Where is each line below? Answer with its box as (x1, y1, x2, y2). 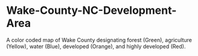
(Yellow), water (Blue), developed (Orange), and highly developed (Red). (6, 43, 186, 50)
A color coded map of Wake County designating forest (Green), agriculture (6, 36, 192, 43)
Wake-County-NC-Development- (6, 4, 177, 17)
